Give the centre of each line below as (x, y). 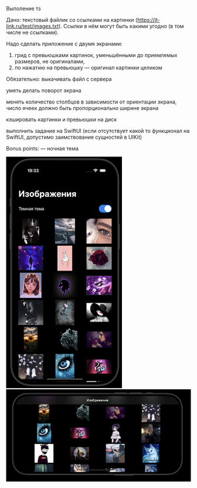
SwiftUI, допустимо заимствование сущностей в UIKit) (74, 137)
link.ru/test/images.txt (33, 26)
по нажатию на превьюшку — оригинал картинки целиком (88, 68)
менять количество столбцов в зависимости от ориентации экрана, (91, 102)
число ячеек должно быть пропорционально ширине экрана (82, 108)
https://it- (148, 20)
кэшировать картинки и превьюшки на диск (62, 119)
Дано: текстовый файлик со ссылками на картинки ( (72, 20)
